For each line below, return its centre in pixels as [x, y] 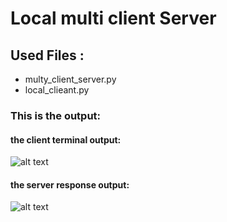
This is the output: [56, 115]
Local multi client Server [113, 18]
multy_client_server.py [70, 79]
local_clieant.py [57, 90]
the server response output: [70, 184]
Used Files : [47, 55]
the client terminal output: [66, 139]
